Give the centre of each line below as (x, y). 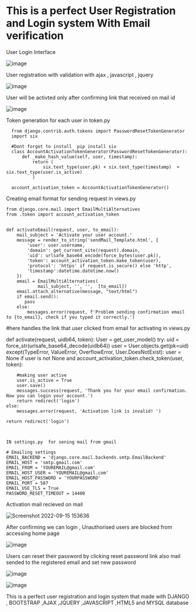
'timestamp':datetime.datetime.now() (73, 271)
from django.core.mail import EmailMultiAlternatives (73, 209)
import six (25, 136)
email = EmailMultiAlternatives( (58, 281)
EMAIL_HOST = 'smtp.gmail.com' (44, 462)
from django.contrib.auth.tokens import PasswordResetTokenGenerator (98, 131)
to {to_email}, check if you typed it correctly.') (70, 317)
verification (35, 36)
